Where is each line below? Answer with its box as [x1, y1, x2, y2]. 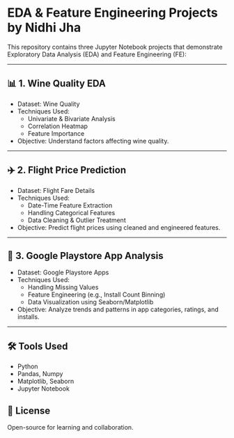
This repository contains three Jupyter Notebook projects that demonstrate [7, 42, 223, 51]
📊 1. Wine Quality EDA [7, 78, 106, 90]
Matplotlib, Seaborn [17, 377, 75, 386]
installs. [17, 313, 40, 321]
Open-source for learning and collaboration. [7, 423, 134, 431]
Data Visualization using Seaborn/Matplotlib [27, 298, 154, 306]
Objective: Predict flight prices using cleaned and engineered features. [17, 223, 221, 231]
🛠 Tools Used [7, 340, 68, 352]
